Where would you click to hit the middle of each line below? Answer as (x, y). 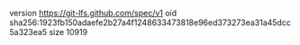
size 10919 (68, 32)
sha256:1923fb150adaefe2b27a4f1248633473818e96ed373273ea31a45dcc (150, 22)
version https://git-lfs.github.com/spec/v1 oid (93, 13)
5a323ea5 (28, 32)
